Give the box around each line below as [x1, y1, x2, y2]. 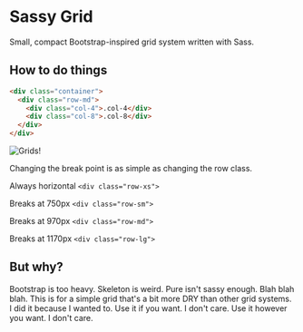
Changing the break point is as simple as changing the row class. [9, 163, 252, 173]
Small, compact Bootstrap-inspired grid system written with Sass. [9, 36, 255, 47]
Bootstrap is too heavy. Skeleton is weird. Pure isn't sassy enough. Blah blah [9, 283, 295, 294]
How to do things [9, 63, 108, 78]
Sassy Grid [9, 6, 93, 27]
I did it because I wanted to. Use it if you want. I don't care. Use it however [9, 302, 288, 314]
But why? [9, 259, 64, 275]
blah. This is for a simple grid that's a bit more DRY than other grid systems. [9, 293, 292, 304]
